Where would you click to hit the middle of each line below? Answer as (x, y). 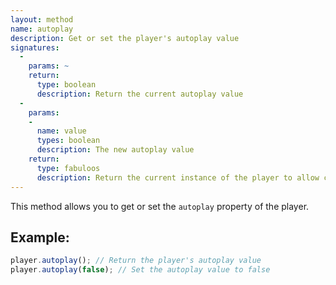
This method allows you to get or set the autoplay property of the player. (160, 206)
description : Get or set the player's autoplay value (125, 38)
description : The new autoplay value (115, 150)
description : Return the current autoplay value (140, 94)
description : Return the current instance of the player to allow (178, 177)
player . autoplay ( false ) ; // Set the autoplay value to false (140, 270)
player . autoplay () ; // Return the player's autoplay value (136, 261)
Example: (40, 237)
